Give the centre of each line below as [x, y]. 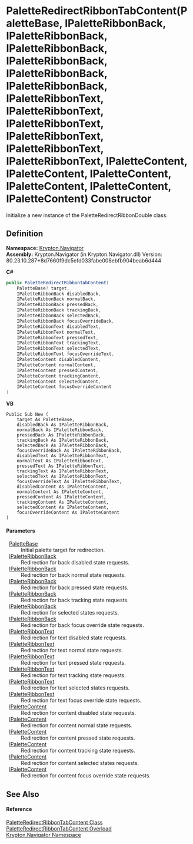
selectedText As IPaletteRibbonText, [63, 477]
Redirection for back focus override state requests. [82, 625]
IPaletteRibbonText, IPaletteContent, [97, 161]
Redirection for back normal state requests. [73, 575]
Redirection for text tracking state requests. [74, 675]
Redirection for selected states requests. [70, 613]
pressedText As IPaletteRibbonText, [62, 466]
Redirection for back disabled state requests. [75, 563]
